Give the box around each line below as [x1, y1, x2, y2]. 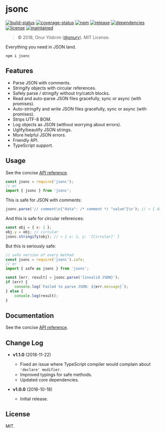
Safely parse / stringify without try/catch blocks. [12, 90, 110, 96]
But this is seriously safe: [5, 243, 56, 249]
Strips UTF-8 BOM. [12, 116, 52, 122]
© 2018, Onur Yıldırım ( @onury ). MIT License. [17, 34, 110, 40]
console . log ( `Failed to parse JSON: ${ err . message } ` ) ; [14, 284, 129, 289]
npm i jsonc [5, 53, 30, 58]
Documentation [5, 311, 54, 320]
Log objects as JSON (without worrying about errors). [12, 121, 121, 127]
